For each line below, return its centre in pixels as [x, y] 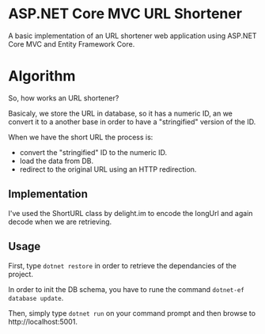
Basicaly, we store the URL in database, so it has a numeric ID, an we [121, 113]
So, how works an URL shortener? [64, 98]
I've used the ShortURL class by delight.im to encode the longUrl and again [131, 213]
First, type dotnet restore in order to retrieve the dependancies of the [123, 265]
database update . [36, 298]
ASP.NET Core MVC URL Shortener [125, 14]
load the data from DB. [57, 161]
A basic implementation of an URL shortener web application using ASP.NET [132, 36]
